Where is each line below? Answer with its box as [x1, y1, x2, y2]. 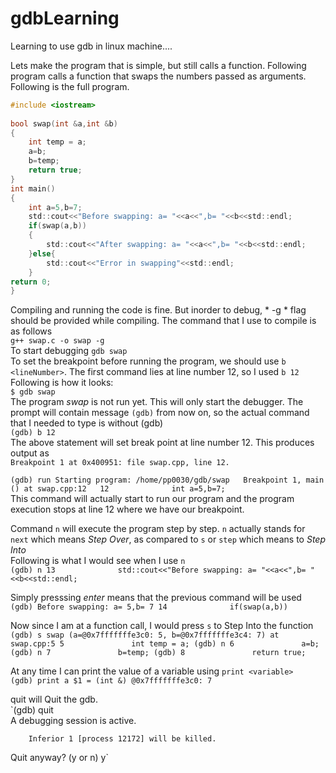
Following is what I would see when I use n [10, 555, 186, 567]
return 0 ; [10, 277, 52, 287]
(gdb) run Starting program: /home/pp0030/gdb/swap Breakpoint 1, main [10, 475, 325, 486]
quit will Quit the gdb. [10, 693, 98, 706]
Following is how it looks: [10, 377, 114, 389]
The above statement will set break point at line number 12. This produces [10, 437, 315, 449]
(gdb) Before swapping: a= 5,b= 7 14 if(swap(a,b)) [10, 602, 288, 612]
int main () [10, 183, 56, 194]
